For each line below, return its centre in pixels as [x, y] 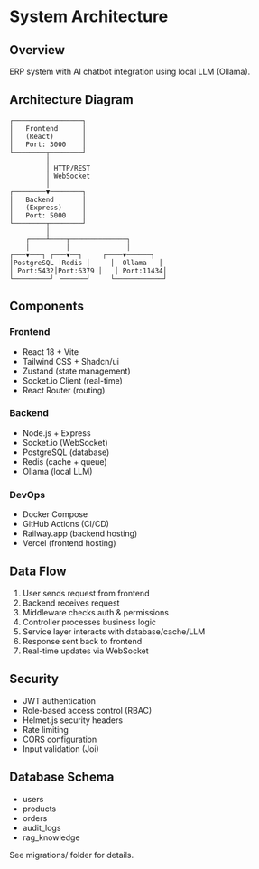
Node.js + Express [57, 433]
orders [35, 818]
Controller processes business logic [89, 622]
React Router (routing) [64, 390]
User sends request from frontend [86, 593]
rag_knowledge [51, 837]
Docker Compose [55, 514]
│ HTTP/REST [68, 168]
